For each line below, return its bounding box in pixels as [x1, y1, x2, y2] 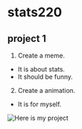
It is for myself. [17, 100, 62, 108]
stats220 [7, 4, 63, 21]
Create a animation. [17, 86, 76, 94]
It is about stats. [17, 65, 66, 73]
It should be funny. [17, 72, 73, 81]
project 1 [7, 33, 46, 45]
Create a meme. [17, 51, 66, 60]
